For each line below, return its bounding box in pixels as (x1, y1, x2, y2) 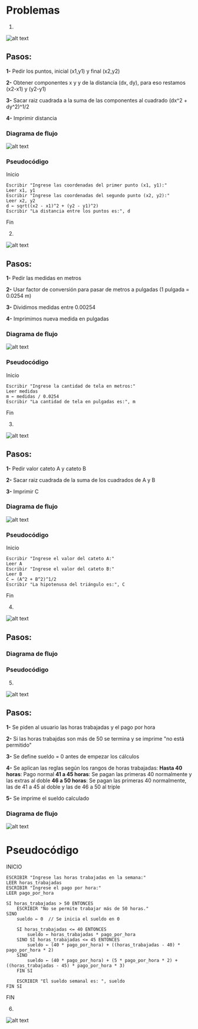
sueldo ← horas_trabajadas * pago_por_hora (27, 931, 136, 937)
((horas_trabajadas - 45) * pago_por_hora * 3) (6, 963, 126, 969)
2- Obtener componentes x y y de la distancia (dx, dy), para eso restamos (6, 79, 186, 86)
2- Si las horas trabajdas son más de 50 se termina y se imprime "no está (6, 735, 184, 742)
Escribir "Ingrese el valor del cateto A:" (6, 556, 115, 562)
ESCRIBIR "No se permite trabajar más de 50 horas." (16, 905, 149, 912)
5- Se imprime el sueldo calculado (6, 795, 90, 802)
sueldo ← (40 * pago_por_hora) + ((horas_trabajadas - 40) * (27, 942, 181, 948)
